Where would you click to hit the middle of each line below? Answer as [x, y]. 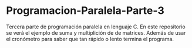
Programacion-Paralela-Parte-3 [85, 11]
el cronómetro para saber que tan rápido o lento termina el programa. [90, 39]
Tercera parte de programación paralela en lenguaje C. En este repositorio [96, 27]
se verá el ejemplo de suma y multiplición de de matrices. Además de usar [96, 32]
